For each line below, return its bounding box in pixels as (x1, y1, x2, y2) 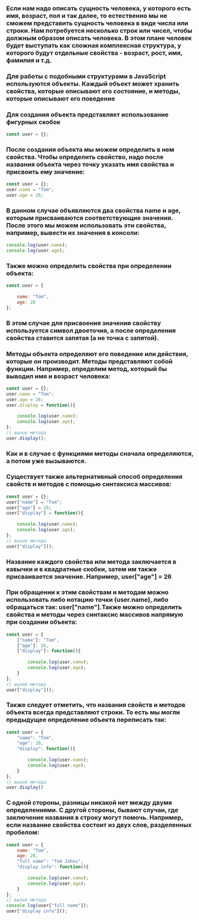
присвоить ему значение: (6, 168, 85, 176)
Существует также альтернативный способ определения (6, 473, 183, 481)
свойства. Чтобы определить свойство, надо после (6, 153, 164, 161)
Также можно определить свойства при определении (6, 262, 172, 270)
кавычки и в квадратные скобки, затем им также (6, 565, 157, 573)
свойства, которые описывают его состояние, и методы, (6, 87, 181, 95)
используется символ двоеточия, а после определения (6, 326, 176, 334)
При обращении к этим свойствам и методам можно (6, 588, 169, 596)
